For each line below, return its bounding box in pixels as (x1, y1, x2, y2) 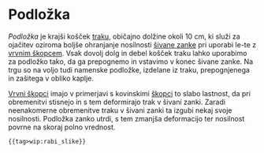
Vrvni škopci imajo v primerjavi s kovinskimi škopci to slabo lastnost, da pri (8, 88, 251, 98)
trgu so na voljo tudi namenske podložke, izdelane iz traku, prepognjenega (8, 65, 251, 74)
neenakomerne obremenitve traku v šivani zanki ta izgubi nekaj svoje (8, 105, 232, 115)
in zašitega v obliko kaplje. (8, 73, 95, 83)
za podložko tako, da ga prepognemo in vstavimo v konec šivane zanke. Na (8, 57, 254, 66)
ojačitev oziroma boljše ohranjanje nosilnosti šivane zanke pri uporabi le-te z (8, 39, 257, 49)
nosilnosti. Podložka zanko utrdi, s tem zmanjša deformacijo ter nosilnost (8, 114, 245, 123)
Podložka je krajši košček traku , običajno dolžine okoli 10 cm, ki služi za (8, 32, 240, 41)
